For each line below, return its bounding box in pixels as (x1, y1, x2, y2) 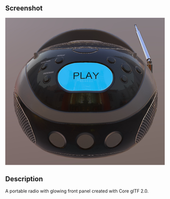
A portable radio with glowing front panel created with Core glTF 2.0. (5, 188, 149, 194)
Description (5, 174, 43, 183)
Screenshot (5, 4, 43, 13)
